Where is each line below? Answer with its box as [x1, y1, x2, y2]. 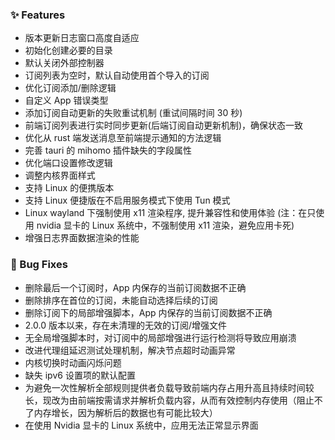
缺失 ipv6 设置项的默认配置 [24, 369, 136, 381]
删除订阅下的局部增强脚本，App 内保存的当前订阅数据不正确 [24, 306, 273, 318]
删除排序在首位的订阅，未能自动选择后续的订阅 [24, 294, 218, 306]
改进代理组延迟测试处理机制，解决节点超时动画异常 [24, 344, 236, 356]
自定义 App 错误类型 [24, 94, 109, 107]
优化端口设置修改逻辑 [24, 157, 113, 169]
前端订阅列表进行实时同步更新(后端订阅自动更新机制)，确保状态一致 [24, 119, 304, 132]
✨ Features [10, 8, 66, 22]
